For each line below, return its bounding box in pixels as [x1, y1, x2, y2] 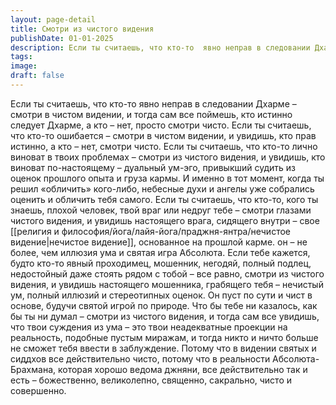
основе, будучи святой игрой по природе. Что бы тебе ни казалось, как [10, 299, 318, 311]
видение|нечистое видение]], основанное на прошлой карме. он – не [10, 236, 308, 248]
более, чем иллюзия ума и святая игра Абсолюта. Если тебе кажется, [10, 246, 311, 258]
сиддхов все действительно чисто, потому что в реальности [10, 352, 271, 365]
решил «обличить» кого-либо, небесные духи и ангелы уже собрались [10, 182, 315, 195]
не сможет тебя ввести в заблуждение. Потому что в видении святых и [10, 342, 317, 354]
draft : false [10, 71, 65, 81]
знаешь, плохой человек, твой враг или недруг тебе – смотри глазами [10, 204, 312, 216]
